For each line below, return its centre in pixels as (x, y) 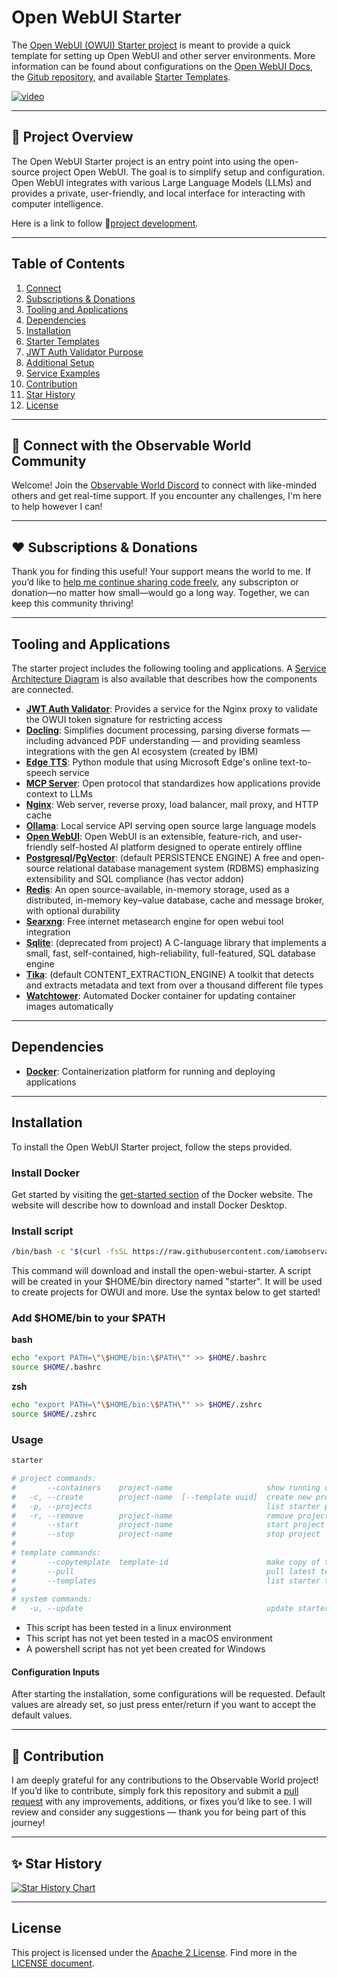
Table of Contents (68, 264)
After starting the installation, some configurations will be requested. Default (168, 1694)
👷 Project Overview (72, 137)
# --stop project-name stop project (166, 1534)
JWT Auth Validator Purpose (84, 352)
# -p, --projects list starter (166, 1506)
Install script (42, 1231)
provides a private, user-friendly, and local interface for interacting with (158, 193)
